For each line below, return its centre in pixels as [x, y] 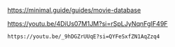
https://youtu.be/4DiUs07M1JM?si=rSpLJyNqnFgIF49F [87, 23]
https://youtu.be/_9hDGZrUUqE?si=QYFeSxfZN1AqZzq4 [84, 36]
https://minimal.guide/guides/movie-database [74, 10]
